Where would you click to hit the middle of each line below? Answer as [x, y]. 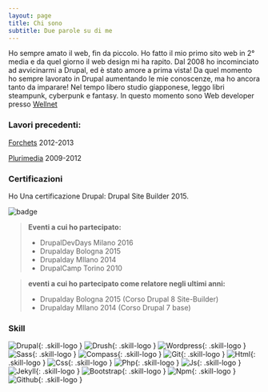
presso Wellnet [33, 104]
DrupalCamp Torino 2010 [81, 268]
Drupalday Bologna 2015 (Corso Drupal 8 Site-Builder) [129, 299]
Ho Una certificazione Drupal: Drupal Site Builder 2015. [99, 196]
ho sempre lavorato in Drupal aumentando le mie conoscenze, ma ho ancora [134, 79]
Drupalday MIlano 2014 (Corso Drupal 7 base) [115, 307]
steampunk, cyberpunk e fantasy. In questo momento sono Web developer [131, 96]
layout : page [30, 16]
